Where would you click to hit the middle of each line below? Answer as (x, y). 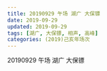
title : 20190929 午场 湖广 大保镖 (54, 14)
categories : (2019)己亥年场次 (49, 40)
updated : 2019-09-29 (37, 26)
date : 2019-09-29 (33, 20)
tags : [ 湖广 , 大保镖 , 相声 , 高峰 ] (53, 33)
